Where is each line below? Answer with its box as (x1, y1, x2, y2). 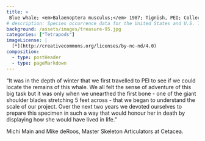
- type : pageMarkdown (12, 60, 67, 66)
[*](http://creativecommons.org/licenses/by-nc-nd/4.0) (12, 43, 157, 49)
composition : (6, 49, 40, 55)
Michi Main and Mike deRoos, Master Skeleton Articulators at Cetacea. (6, 128, 184, 135)
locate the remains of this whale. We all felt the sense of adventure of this (6, 83, 192, 90)
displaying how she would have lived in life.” (6, 115, 117, 123)
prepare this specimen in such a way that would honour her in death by (6, 109, 185, 117)
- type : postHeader (12, 54, 62, 60)
